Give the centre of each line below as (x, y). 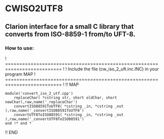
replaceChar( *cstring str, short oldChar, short (66, 98)
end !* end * (18, 123)
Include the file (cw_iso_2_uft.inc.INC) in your (113, 69)
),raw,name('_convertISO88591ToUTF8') (45, 110)
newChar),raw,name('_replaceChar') (41, 102)
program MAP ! (20, 74)
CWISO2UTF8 (34, 9)
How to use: (20, 48)
